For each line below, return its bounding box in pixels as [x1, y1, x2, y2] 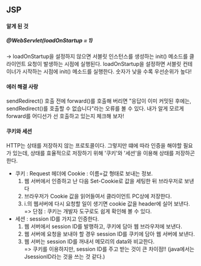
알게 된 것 [6, 22, 29, 30]
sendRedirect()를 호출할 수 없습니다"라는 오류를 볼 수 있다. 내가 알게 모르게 [6, 105, 185, 112]
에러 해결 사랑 [6, 83, 38, 90]
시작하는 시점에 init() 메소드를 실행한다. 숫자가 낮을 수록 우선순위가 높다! [22, 68, 192, 75]
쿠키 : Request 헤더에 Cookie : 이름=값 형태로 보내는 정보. [15, 170, 153, 177]
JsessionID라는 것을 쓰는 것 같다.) [24, 253, 105, 261]
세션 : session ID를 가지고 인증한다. [15, 215, 99, 222]
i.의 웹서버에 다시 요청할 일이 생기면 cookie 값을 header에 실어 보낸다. [24, 200, 191, 207]
